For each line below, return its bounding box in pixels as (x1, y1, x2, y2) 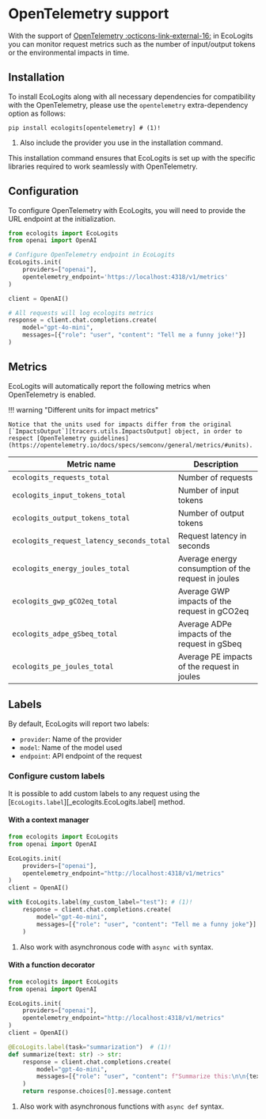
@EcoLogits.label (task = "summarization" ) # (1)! (8, 1043, 172, 1051)
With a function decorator (8, 960, 95, 970)
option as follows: (8, 108, 66, 118)
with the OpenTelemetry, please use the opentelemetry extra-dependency (8, 100, 249, 109)
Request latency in (177, 530, 247, 541)
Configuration (8, 185, 79, 198)
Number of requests (177, 472, 253, 483)
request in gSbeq (177, 638, 242, 649)
